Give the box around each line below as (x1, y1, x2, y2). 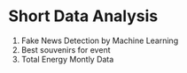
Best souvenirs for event (20, 44, 111, 55)
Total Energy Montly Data (20, 54, 114, 64)
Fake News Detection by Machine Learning (20, 35, 179, 46)
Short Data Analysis (8, 6, 159, 26)
